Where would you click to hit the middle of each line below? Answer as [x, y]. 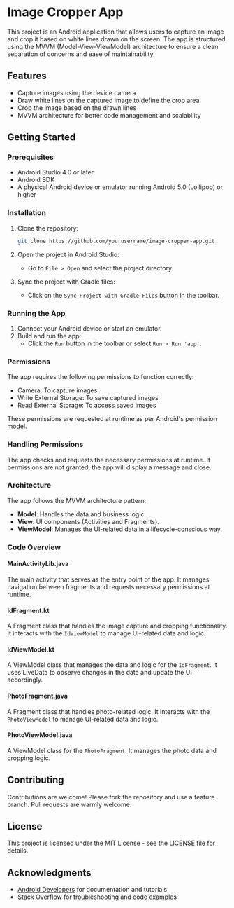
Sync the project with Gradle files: [66, 282]
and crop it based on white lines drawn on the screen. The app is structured [116, 39]
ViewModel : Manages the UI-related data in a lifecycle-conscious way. [119, 529]
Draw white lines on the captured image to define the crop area [108, 100]
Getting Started [42, 137]
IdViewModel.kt [31, 649]
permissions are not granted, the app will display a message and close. [109, 467]
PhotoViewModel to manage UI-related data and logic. [83, 719]
